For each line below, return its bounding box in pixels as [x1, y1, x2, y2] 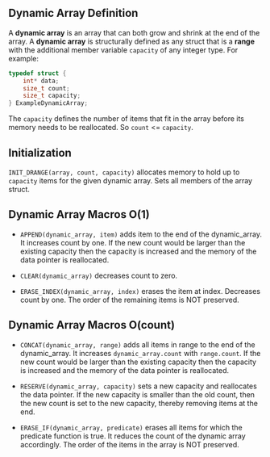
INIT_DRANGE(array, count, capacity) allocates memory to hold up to [8, 167, 240, 177]
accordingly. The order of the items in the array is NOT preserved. [19, 439, 239, 449]
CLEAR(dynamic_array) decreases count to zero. [19, 270, 178, 280]
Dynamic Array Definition [8, 6, 139, 20]
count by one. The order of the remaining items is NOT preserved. [19, 295, 239, 304]
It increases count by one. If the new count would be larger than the [19, 237, 246, 247]
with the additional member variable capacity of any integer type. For [8, 44, 239, 55]
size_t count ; [23, 84, 70, 92]
